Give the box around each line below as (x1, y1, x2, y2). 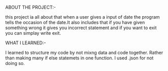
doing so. (5, 60, 25, 66)
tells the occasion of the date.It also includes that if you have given (5, 20, 145, 25)
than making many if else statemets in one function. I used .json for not (5, 55, 154, 61)
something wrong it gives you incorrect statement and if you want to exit (5, 25, 157, 31)
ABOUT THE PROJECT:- (5, 5, 56, 10)
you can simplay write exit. (5, 30, 61, 36)
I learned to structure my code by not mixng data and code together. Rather (5, 50, 163, 55)
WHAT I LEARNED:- (5, 40, 46, 46)
